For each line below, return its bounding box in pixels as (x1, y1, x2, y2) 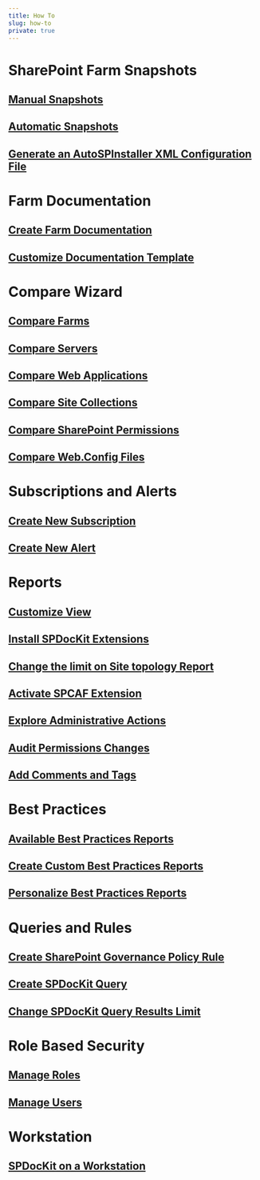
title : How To (8, 11, 56, 20)
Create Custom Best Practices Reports (8, 859, 203, 873)
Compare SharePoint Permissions (8, 423, 179, 437)
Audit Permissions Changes (8, 741, 150, 754)
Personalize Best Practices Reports (8, 886, 187, 900)
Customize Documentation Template (8, 250, 195, 264)
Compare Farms (8, 314, 90, 328)
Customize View (8, 605, 92, 618)
